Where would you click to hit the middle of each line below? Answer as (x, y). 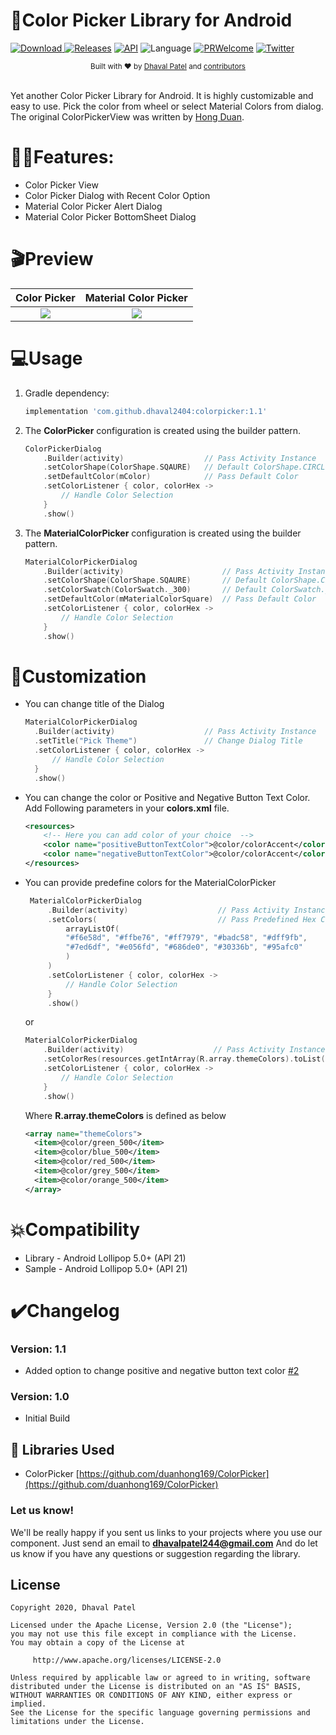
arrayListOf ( (92, 929)
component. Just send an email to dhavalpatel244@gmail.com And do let (164, 1543)
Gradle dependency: (67, 393)
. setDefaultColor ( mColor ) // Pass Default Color (171, 477)
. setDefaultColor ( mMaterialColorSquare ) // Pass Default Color (180, 599)
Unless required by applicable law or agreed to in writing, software (160, 1678)
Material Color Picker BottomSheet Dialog (110, 216)
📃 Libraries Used (62, 1449)
